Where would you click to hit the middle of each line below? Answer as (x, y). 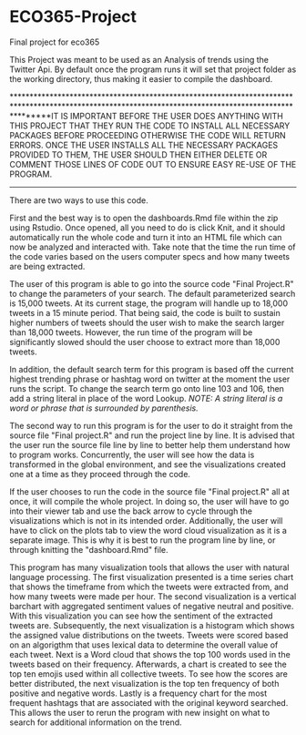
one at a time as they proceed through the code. (100, 474)
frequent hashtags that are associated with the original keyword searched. (149, 702)
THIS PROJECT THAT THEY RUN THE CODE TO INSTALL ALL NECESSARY (150, 126)
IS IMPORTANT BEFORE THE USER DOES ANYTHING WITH (172, 116)
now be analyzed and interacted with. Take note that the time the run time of (153, 247)
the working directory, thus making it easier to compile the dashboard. (141, 78)
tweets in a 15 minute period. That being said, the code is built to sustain (145, 312)
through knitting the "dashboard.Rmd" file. (89, 549)
